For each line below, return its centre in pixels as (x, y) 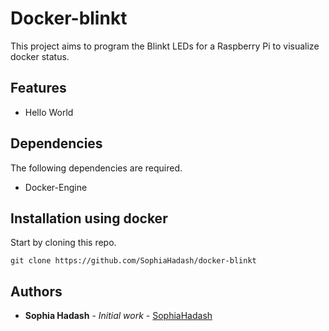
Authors (36, 291)
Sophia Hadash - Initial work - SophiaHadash (118, 316)
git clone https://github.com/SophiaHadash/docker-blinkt (133, 261)
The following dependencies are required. (96, 168)
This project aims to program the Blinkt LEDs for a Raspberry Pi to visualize (165, 46)
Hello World (49, 112)
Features (38, 88)
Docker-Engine (56, 187)
